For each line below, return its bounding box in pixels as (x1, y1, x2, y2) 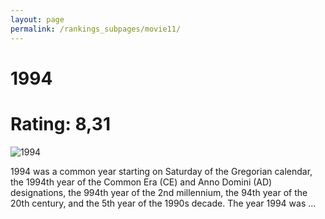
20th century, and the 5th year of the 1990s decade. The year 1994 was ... (10, 197, 317, 209)
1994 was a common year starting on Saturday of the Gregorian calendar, (10, 165, 313, 177)
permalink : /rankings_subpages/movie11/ (10, 24, 182, 34)
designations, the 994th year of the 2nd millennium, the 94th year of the (10, 186, 308, 198)
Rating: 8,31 (10, 112, 111, 135)
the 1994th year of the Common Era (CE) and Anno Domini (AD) (10, 176, 273, 188)
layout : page (10, 14, 65, 25)
